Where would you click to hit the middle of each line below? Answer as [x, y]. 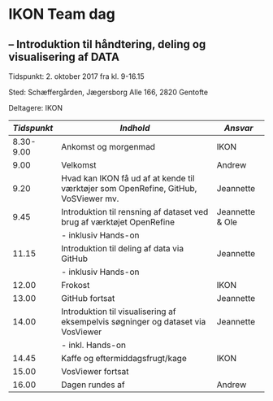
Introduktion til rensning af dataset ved [134, 212]
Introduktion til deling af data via [122, 248]
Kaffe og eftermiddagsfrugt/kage [123, 358]
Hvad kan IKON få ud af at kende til [128, 178]
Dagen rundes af [93, 385]
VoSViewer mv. [90, 198]
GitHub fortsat [88, 298]
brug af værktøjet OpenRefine [118, 222]
